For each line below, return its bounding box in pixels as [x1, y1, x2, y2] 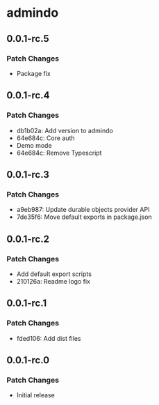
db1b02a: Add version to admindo [16, 126, 114, 135]
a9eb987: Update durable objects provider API [16, 206, 150, 214]
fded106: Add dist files [16, 334, 81, 342]
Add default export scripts [16, 270, 92, 278]
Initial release [16, 391, 55, 399]
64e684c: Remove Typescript [16, 148, 102, 157]
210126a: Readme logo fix [16, 277, 91, 285]
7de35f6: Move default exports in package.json [16, 213, 152, 221]
